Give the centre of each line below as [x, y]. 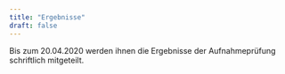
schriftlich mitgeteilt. [47, 60]
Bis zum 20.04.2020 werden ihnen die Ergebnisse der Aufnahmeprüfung [142, 50]
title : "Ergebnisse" [48, 17]
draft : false [33, 26]
